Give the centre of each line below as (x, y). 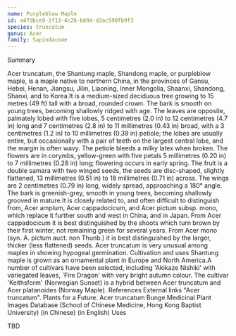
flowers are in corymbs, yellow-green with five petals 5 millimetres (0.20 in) (117, 156)
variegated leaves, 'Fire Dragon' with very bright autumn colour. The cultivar (118, 276)
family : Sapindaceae (38, 40)
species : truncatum (36, 27)
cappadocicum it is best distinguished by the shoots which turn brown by (114, 223)
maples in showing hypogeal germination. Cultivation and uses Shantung (113, 253)
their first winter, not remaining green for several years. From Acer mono (112, 231)
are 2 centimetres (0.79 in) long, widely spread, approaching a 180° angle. (115, 186)
